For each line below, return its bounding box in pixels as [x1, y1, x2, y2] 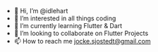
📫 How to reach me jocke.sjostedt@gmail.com [13, 37, 151, 45]
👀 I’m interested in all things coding [13, 14, 116, 22]
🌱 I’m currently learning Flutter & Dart [13, 22, 123, 30]
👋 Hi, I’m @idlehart [13, 7, 68, 15]
